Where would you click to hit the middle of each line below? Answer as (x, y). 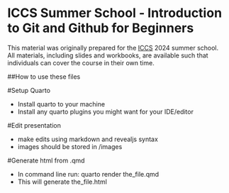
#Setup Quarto (29, 90)
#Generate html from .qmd (46, 160)
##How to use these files (44, 77)
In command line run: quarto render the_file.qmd (88, 174)
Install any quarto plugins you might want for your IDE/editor (105, 111)
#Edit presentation (34, 125)
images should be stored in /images (70, 146)
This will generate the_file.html (62, 182)
